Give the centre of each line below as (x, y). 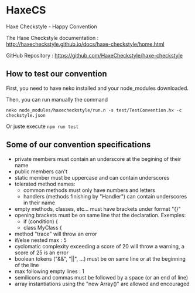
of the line (27, 265)
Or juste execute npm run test (42, 126)
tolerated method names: (45, 184)
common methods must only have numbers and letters (89, 190)
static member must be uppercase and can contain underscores (92, 177)
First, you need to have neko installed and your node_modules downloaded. (97, 88)
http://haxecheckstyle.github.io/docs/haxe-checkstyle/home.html (85, 44)
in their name (39, 203)
